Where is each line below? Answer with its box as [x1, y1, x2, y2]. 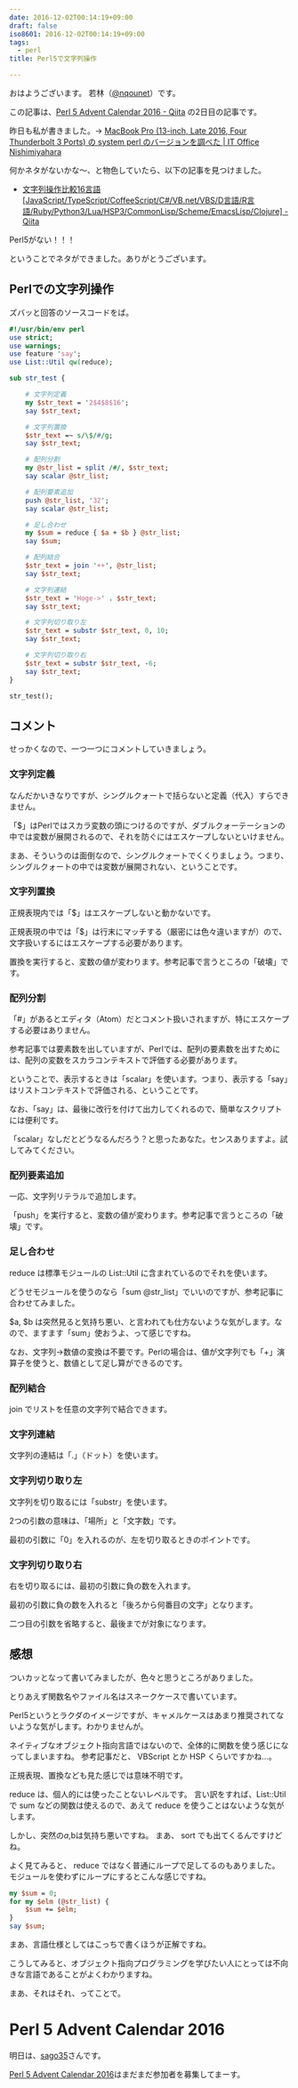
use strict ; [9, 333, 53, 342]
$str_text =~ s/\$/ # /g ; [25, 430, 114, 440]
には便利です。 [9, 1115, 64, 1126]
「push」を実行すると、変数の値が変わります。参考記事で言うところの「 [9, 1210, 276, 1221]
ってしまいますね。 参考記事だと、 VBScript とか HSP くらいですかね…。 [9, 1751, 278, 1762]
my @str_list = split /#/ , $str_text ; [25, 463, 169, 472]
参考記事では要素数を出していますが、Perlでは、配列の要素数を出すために [9, 1044, 281, 1055]
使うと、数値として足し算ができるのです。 [32, 1357, 188, 1368]
